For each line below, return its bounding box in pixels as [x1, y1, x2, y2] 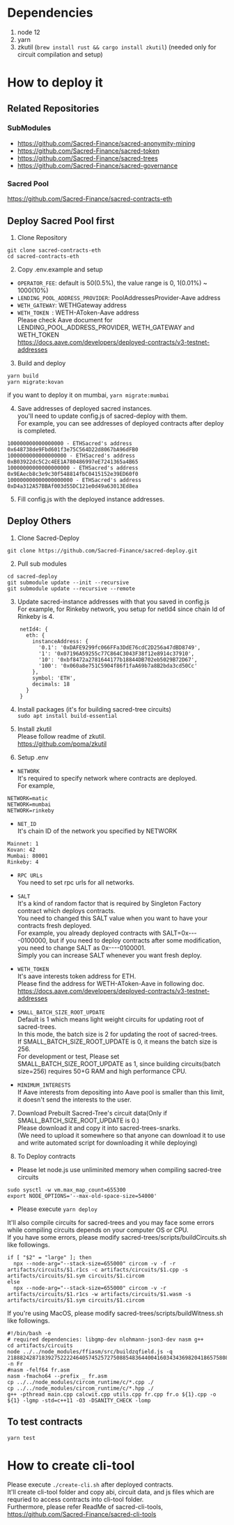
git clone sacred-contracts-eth [7, 246, 101, 254]
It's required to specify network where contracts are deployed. [17, 774, 197, 782]
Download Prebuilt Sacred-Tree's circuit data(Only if [17, 1109, 167, 1117]
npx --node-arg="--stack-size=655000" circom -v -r [13, 1284, 167, 1291]
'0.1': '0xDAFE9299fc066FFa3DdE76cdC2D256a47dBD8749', [38, 644, 201, 651]
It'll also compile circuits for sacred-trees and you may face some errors [7, 1218, 214, 1226]
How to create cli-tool [7, 1457, 135, 1473]
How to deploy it [7, 75, 103, 91]
